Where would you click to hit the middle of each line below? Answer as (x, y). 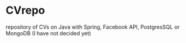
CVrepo (25, 10)
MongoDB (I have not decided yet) (48, 33)
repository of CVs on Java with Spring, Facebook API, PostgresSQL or (93, 27)
